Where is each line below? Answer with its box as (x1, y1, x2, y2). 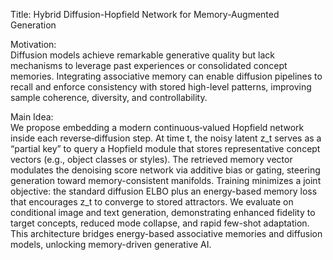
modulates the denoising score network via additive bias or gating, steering (10, 164, 321, 176)
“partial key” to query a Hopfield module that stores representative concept (10, 143, 321, 154)
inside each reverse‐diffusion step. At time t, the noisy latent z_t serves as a (10, 132, 322, 144)
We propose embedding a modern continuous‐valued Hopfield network (10, 122, 305, 133)
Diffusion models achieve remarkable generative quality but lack (10, 49, 276, 61)
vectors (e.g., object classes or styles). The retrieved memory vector (10, 154, 293, 165)
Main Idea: (10, 111, 54, 123)
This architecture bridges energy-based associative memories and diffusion (10, 228, 323, 239)
